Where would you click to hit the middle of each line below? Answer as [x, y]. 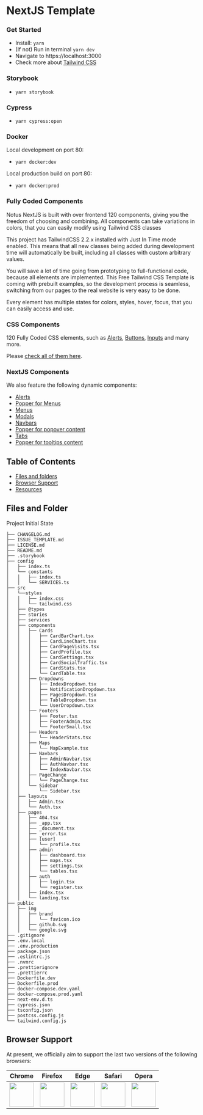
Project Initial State [30, 523]
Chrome [22, 1076]
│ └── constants [30, 572]
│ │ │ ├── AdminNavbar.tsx [49, 759]
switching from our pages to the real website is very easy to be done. [94, 290]
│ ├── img [21, 908]
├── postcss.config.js [35, 1015]
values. [15, 259]
